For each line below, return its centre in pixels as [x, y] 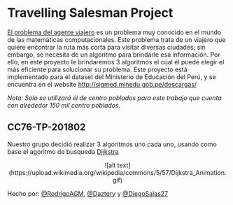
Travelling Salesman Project [90, 13]
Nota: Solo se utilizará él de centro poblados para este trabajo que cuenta [114, 98]
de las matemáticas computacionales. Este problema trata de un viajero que [116, 39]
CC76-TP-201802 [47, 127]
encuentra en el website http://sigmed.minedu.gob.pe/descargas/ [102, 84]
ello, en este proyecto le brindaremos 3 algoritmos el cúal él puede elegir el [116, 62]
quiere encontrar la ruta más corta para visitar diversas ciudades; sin [106, 47]
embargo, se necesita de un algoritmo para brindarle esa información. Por [114, 55]
